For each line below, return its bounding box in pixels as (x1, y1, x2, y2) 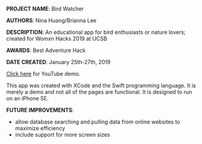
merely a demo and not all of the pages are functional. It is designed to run (6, 88, 192, 96)
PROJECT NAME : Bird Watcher (6, 5, 84, 12)
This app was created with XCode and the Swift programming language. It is (6, 82, 197, 89)
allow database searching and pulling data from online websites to (15, 118, 180, 125)
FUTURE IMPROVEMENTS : (6, 106, 74, 114)
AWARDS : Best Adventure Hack (6, 47, 86, 54)
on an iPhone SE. (6, 95, 49, 102)
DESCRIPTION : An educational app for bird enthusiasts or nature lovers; (6, 28, 186, 36)
